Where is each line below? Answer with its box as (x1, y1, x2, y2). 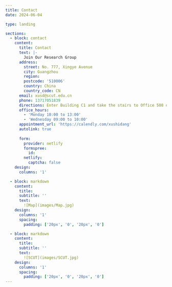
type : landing (5, 22, 36, 27)
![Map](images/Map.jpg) (24, 203, 74, 208)
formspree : (24, 146, 47, 151)
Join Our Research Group (24, 55, 77, 60)
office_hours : (18, 107, 50, 113)
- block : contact (10, 35, 47, 41)
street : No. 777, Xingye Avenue (24, 64, 93, 69)
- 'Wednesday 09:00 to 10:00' (24, 117, 88, 122)
